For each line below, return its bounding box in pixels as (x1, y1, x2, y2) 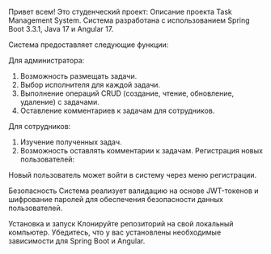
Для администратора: (8, 56, 85, 65)
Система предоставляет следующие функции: (8, 40, 169, 50)
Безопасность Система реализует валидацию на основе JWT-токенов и (8, 186, 259, 196)
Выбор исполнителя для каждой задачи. (19, 80, 160, 89)
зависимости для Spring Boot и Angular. (8, 236, 146, 246)
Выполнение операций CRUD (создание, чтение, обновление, (19, 88, 235, 98)
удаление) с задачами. (19, 97, 100, 106)
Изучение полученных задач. (19, 137, 123, 147)
